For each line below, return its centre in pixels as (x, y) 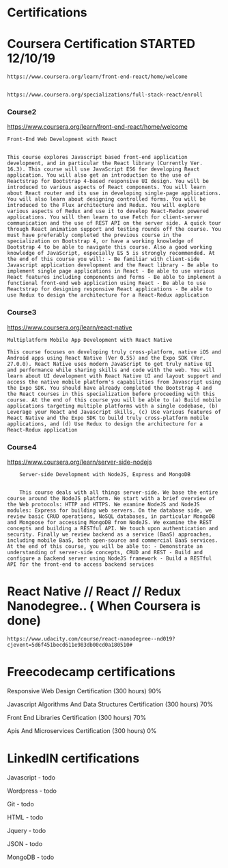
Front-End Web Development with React (62, 139)
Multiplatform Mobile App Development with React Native (90, 340)
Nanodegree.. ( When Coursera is (104, 606)
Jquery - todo (27, 830)
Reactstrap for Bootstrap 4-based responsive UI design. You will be (108, 182)
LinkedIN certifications (73, 759)
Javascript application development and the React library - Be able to (113, 265)
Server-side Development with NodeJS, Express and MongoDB (105, 475)
